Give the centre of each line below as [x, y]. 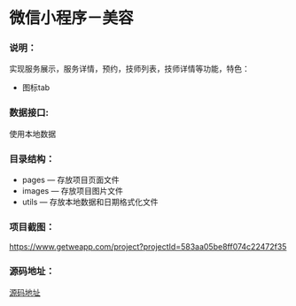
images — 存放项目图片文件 [73, 191]
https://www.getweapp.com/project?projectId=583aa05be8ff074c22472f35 [148, 247]
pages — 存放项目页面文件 [70, 180]
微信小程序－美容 [72, 18]
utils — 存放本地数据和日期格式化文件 [90, 202]
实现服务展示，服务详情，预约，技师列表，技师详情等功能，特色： [129, 69]
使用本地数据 [32, 134]
